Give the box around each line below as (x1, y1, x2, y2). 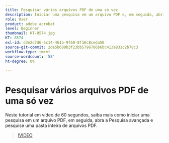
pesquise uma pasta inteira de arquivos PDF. (5, 122, 98, 128)
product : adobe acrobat (5, 21, 55, 27)
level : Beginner (5, 26, 39, 31)
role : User (5, 17, 28, 22)
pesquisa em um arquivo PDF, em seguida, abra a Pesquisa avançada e (5, 117, 153, 123)
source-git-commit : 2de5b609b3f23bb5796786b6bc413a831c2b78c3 (5, 45, 138, 50)
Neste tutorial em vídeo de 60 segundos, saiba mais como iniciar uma (5, 112, 150, 118)
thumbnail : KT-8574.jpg (5, 31, 55, 36)
